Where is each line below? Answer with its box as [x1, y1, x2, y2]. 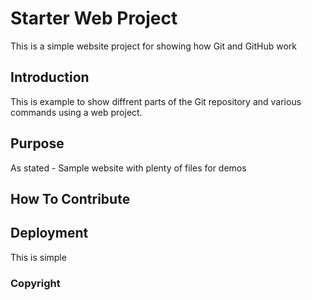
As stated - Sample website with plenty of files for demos [10, 162, 247, 174]
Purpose [10, 135, 65, 152]
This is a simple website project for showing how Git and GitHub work [10, 40, 298, 52]
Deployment [10, 225, 89, 242]
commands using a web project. [10, 106, 143, 118]
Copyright [10, 276, 61, 290]
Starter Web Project [10, 7, 178, 30]
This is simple [10, 251, 67, 263]
